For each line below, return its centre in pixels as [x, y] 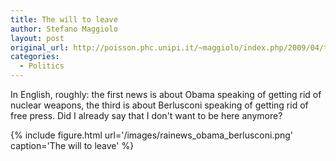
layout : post [37, 38]
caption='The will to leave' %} [72, 145]
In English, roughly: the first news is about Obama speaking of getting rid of [166, 94]
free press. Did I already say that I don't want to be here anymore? [146, 115]
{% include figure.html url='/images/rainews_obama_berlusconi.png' [152, 135]
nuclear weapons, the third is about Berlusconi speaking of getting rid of [159, 105]
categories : [35, 57]
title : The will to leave [64, 19]
